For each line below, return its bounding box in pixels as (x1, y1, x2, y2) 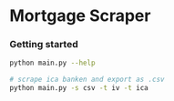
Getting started (9, 38, 79, 51)
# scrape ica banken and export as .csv (9, 75, 166, 85)
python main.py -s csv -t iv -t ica (9, 84, 148, 93)
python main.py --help (9, 58, 96, 68)
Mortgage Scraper (9, 5, 151, 26)
